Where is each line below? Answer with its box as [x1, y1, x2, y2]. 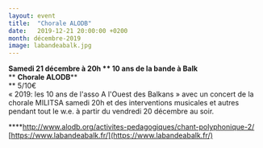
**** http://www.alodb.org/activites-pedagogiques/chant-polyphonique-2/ [8, 122, 255, 132]
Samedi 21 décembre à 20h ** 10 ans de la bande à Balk [8, 64, 198, 73]
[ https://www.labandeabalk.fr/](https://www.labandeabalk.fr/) [8, 130, 214, 141]
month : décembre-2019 [8, 34, 81, 43]
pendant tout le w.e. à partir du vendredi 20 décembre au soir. [8, 106, 215, 117]
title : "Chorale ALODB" [8, 19, 92, 27]
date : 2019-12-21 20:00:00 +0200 [8, 27, 128, 35]
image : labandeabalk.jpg [8, 42, 92, 50]
